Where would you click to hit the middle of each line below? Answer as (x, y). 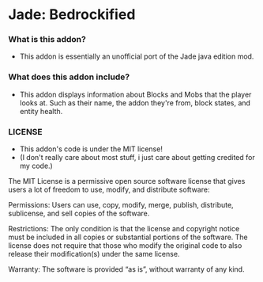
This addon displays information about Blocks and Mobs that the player (135, 94)
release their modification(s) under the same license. (94, 254)
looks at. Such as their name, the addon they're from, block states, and (135, 103)
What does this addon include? (69, 77)
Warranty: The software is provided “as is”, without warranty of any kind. (126, 269)
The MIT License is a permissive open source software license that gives (127, 181)
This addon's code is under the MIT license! (91, 149)
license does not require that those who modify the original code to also (125, 246)
